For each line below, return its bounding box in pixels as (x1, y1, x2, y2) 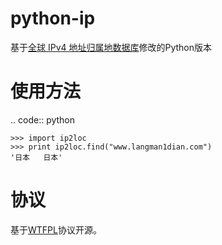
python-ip (10, 7, 96, 30)
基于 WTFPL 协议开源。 (10, 223, 102, 236)
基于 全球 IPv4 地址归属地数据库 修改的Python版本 (10, 41, 213, 53)
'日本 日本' (10, 152, 63, 162)
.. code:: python (10, 113, 76, 126)
